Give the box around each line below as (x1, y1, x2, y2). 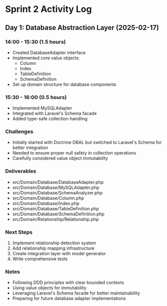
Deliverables (5, 168, 36, 175)
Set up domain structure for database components (12, 81, 116, 87)
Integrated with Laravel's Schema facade (12, 111, 97, 117)
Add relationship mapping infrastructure (12, 245, 95, 251)
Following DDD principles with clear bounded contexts (12, 280, 125, 286)
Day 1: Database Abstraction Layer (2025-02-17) (5, 23, 160, 32)
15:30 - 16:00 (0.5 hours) (5, 94, 67, 101)
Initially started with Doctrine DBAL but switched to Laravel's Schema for (12, 140, 162, 146)
